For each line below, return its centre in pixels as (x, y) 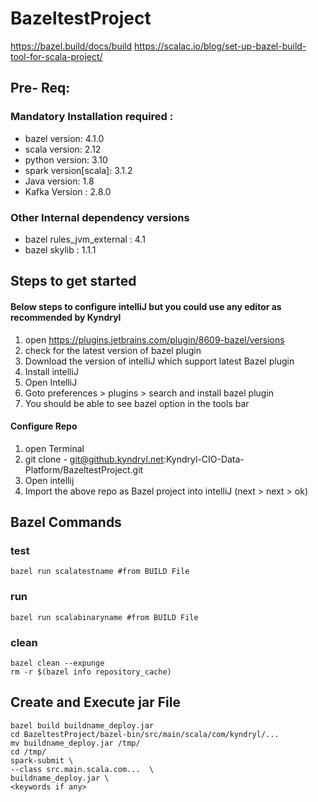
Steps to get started (73, 281)
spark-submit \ (42, 760)
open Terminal (54, 448)
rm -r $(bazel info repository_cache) (91, 672)
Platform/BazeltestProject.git (84, 469)
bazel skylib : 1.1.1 (60, 249)
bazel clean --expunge (57, 663)
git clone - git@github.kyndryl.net (94, 459)
